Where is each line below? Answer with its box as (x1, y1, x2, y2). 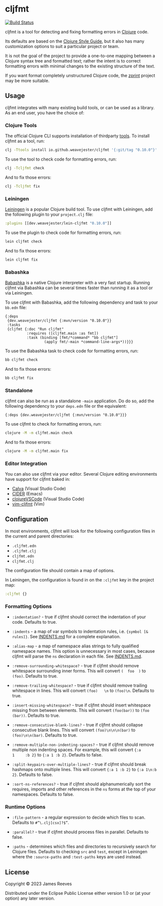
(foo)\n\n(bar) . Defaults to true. (12, 732, 78, 738)
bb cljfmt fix (5, 375, 34, 380)
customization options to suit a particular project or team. (5, 43, 120, 49)
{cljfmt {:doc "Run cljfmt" (7, 327, 64, 331)
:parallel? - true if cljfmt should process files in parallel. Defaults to (12, 829, 149, 835)
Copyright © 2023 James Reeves (5, 881, 72, 887)
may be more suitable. (5, 78, 49, 83)
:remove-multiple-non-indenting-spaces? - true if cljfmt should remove (12, 741, 154, 747)
